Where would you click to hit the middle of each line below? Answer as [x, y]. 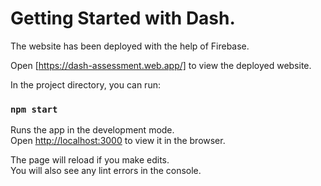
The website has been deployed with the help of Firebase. [130, 46]
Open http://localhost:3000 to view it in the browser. [118, 141]
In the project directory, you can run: [85, 84]
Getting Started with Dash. [123, 18]
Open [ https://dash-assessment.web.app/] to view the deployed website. [161, 65]
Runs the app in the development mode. [92, 130]
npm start [34, 109]
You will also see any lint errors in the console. [106, 171]
